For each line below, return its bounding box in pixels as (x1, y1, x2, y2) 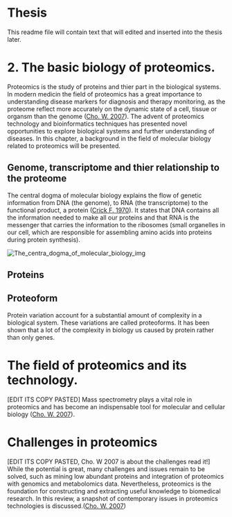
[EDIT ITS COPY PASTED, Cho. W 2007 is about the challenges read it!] (7, 457, 211, 466)
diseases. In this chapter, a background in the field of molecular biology (7, 134, 211, 142)
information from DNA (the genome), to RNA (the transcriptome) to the (7, 198, 208, 206)
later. (7, 35, 22, 43)
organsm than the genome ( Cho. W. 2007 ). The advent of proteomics (7, 112, 204, 120)
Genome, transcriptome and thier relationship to (7, 162, 220, 174)
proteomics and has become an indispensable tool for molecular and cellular (7, 402, 226, 411)
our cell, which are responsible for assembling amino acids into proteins (7, 228, 213, 236)
